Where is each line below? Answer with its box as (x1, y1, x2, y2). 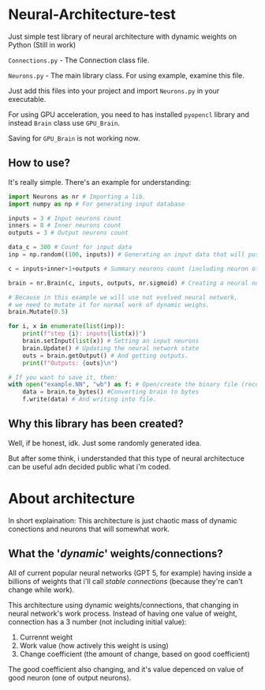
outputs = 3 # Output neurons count (8, 229, 129, 237)
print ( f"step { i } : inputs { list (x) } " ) (22, 330, 147, 337)
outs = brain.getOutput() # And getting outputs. (22, 352, 189, 360)
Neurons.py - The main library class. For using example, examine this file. (8, 70, 244, 80)
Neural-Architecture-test (8, 6, 176, 24)
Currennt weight (19, 632, 73, 642)
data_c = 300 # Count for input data (8, 243, 132, 251)
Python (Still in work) (8, 40, 77, 49)
